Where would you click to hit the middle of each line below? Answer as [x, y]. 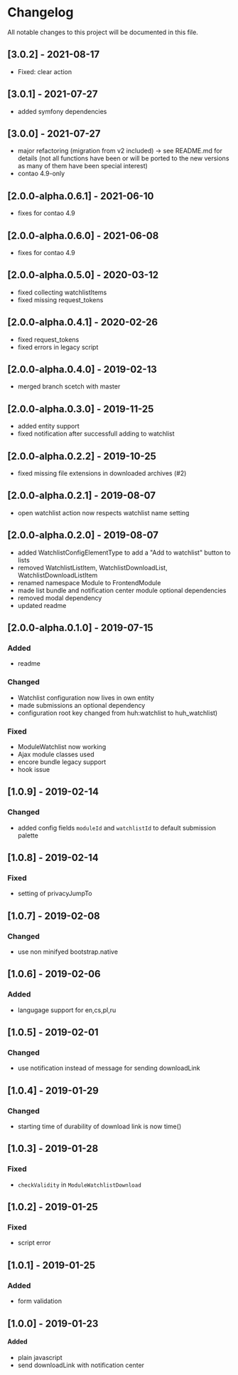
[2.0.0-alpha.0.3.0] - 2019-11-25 [81, 409]
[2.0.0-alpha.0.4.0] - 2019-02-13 [82, 370]
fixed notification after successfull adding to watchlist [96, 434]
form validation [40, 1301]
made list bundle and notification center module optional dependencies [122, 590]
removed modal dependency [60, 598]
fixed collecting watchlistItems [62, 292]
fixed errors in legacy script [58, 347]
